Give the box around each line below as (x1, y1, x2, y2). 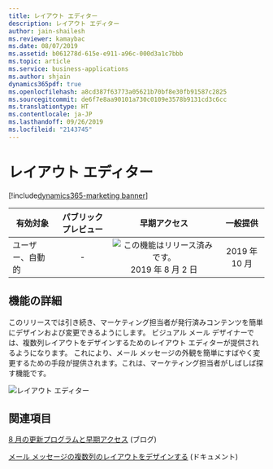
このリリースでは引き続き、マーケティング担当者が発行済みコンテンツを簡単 (8, 317, 264, 327)
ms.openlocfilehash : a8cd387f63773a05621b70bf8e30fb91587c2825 (8, 87, 227, 96)
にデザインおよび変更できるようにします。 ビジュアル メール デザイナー (8, 327, 248, 337)
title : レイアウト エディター (8, 11, 98, 20)
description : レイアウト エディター (8, 20, 120, 28)
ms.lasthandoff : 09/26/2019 (8, 118, 104, 126)
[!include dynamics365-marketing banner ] (8, 191, 149, 200)
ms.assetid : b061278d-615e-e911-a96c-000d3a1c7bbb (8, 50, 184, 58)
